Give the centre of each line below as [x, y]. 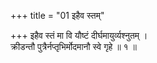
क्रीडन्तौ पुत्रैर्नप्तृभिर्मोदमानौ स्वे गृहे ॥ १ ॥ [74, 46]
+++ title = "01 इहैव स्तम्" [57, 15]
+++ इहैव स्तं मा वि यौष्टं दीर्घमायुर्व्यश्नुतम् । [79, 35]
